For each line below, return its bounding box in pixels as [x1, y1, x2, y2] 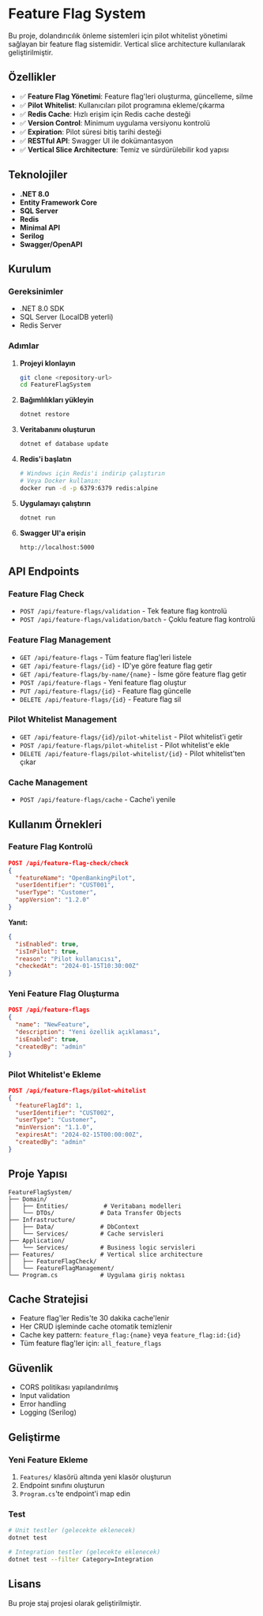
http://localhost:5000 [19, 543, 95, 551]
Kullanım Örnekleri [8, 818, 103, 831]
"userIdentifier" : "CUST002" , [15, 1108, 115, 1117]
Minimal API [19, 223, 61, 232]
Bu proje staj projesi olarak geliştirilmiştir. [8, 1598, 142, 1607]
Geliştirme [8, 1430, 61, 1444]
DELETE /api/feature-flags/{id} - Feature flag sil [19, 694, 182, 703]
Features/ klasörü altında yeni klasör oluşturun [19, 1472, 171, 1481]
